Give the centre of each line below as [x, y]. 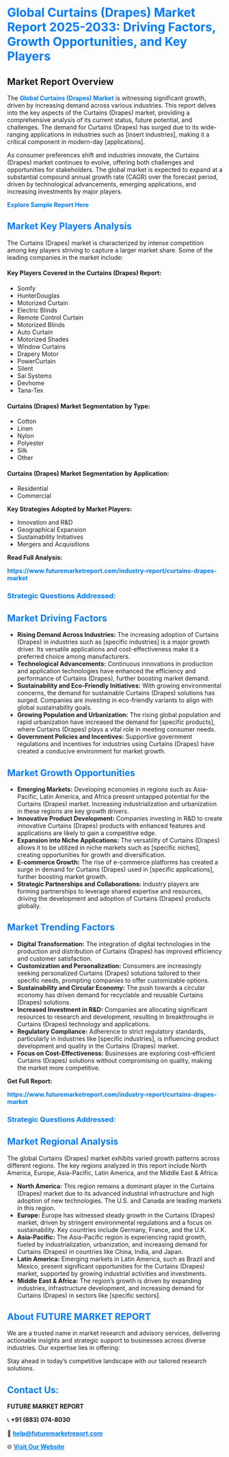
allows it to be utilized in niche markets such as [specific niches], [108, 847]
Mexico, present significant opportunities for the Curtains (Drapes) [111, 1266]
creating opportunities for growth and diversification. [91, 854]
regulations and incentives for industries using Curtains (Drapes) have [116, 744]
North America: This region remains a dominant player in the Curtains [116, 1186]
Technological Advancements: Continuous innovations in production [115, 664]
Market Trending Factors [61, 927]
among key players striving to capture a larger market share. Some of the [110, 250]
